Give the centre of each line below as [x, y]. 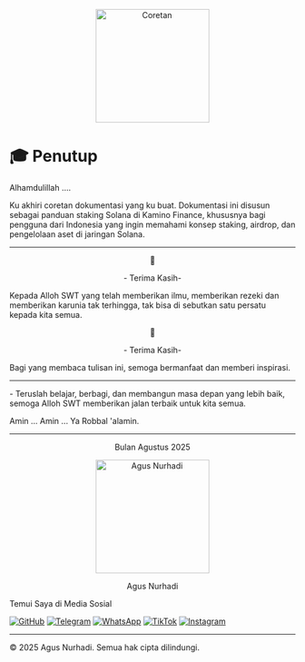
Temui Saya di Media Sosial [61, 603]
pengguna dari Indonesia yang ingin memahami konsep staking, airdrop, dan [152, 224]
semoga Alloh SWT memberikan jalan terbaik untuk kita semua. [128, 403]
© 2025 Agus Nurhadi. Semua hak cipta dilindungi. [104, 647]
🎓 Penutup [54, 157]
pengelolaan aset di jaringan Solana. [77, 234]
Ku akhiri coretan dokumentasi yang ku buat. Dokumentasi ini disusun [140, 205]
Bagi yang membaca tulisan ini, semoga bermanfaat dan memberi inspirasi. [150, 367]
